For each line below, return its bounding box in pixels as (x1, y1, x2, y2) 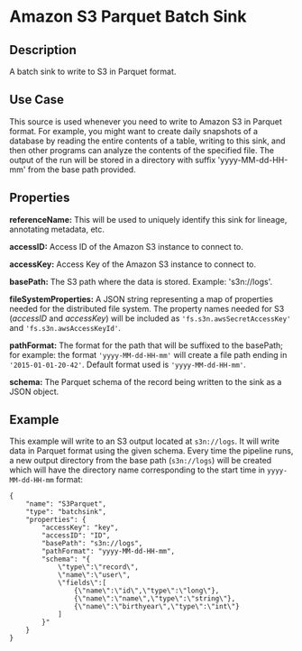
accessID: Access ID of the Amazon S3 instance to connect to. (9, 241, 243, 252)
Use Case (9, 92, 65, 107)
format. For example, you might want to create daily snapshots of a (9, 125, 259, 136)
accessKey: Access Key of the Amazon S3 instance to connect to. (9, 259, 257, 270)
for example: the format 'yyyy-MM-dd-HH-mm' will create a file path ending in (9, 349, 288, 360)
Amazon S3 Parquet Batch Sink (9, 6, 247, 27)
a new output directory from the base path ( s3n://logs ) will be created (9, 455, 272, 466)
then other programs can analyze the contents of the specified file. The (9, 144, 275, 155)
